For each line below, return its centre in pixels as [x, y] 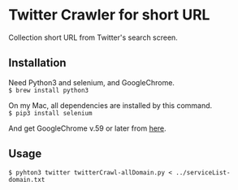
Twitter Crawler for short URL [109, 15]
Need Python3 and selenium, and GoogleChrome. [91, 82]
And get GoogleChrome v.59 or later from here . [87, 128]
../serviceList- [203, 172]
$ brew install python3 [49, 90]
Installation [37, 63]
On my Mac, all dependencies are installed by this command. [110, 105]
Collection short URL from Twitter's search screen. [93, 37]
